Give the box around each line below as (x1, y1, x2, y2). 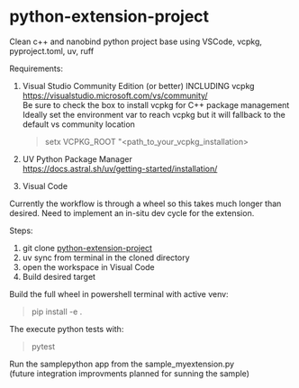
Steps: (9, 225, 33, 236)
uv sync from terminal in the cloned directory (22, 252, 191, 263)
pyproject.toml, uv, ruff (9, 45, 95, 56)
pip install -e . (31, 306, 83, 317)
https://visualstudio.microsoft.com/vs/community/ (22, 90, 209, 101)
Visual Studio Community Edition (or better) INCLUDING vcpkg (22, 80, 255, 91)
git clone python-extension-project (22, 242, 153, 253)
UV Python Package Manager (22, 153, 132, 164)
